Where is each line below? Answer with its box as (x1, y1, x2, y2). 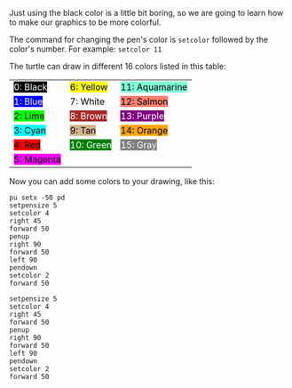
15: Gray (120, 139, 157, 150)
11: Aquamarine (120, 81, 188, 93)
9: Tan (69, 125, 96, 136)
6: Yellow (69, 81, 108, 93)
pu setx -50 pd (9, 193, 66, 202)
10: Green (69, 139, 113, 150)
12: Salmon (120, 95, 169, 108)
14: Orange (120, 125, 169, 136)
